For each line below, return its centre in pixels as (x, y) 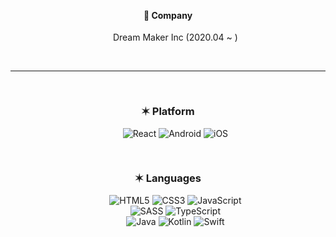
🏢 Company (168, 15)
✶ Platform (168, 112)
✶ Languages (168, 178)
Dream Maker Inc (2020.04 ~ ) (175, 37)
